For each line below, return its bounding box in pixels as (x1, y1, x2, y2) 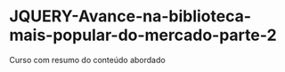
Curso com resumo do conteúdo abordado (9, 54, 167, 65)
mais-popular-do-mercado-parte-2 (9, 25, 278, 45)
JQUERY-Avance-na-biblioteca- (9, 6, 252, 27)
